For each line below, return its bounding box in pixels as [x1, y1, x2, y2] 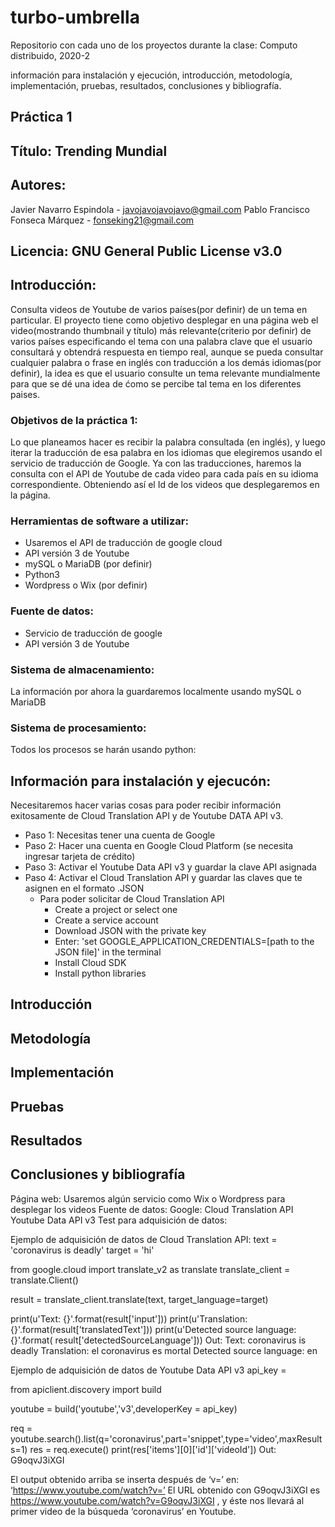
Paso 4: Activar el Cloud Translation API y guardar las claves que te [24, 872, 303, 884]
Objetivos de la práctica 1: [10, 413, 138, 427]
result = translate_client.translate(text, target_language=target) [10, 1293, 269, 1305]
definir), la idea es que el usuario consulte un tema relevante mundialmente [10, 367, 321, 379]
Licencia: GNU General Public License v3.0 [10, 242, 283, 260]
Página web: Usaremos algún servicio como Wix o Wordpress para [10, 1192, 286, 1205]
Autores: [10, 177, 67, 194]
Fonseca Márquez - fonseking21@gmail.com [10, 214, 195, 226]
